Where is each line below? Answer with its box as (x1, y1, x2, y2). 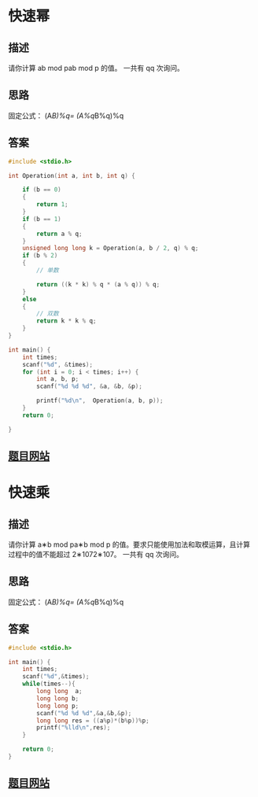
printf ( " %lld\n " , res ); (36, 724, 111, 732)
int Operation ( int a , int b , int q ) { (8, 172, 135, 179)
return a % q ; (36, 230, 83, 238)
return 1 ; (36, 201, 68, 208)
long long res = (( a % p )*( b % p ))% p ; (36, 717, 149, 725)
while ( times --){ (22, 680, 76, 688)
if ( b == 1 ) (22, 215, 61, 223)
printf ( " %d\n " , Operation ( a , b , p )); (36, 397, 164, 405)
